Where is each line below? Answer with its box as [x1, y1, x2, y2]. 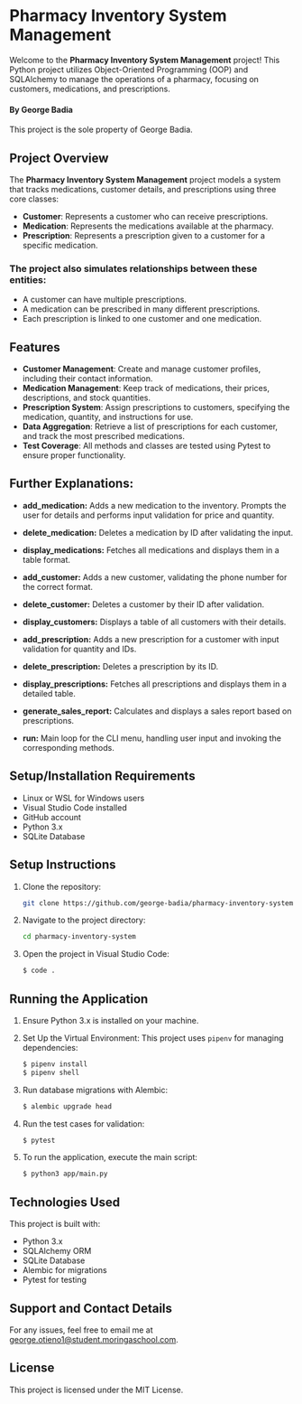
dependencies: [22, 1042, 78, 1053]
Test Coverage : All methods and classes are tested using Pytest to [22, 440, 271, 452]
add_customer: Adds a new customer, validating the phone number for [22, 571, 288, 583]
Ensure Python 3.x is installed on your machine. [22, 1015, 199, 1025]
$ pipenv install [22, 1059, 88, 1069]
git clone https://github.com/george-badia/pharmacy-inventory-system [22, 898, 294, 908]
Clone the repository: [22, 881, 102, 892]
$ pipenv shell [22, 1068, 80, 1077]
